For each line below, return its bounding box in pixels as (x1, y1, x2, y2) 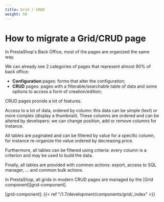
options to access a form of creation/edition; (12, 89, 102, 94)
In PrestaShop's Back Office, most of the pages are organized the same (5, 49, 150, 55)
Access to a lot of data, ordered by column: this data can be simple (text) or (5, 108, 158, 113)
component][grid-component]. (5, 182, 67, 188)
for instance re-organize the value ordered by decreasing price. (5, 138, 134, 144)
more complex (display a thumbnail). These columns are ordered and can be (5, 113, 159, 119)
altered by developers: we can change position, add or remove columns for (5, 118, 157, 124)
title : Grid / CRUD (5, 7, 45, 12)
